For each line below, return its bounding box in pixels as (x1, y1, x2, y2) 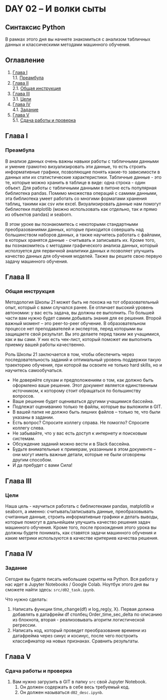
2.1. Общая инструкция (12, 85, 61, 91)
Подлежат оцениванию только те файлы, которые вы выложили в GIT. (12, 404, 163, 410)
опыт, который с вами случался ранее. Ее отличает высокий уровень (5, 304, 154, 310)
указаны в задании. (12, 414, 54, 421)
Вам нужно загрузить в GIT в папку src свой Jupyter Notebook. (12, 679, 147, 685)
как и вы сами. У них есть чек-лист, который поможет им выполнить (5, 336, 152, 342)
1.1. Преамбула (12, 75, 44, 81)
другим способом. (12, 457, 52, 463)
